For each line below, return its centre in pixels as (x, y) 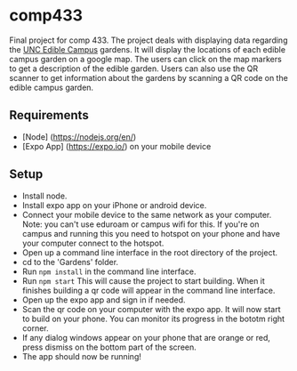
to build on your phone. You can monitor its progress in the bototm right (153, 319)
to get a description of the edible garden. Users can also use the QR (134, 69)
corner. (35, 328)
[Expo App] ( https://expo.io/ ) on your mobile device (116, 146)
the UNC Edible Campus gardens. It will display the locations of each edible (148, 49)
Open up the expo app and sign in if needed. (104, 300)
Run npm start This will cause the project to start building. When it (143, 280)
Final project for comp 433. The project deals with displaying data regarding (148, 40)
